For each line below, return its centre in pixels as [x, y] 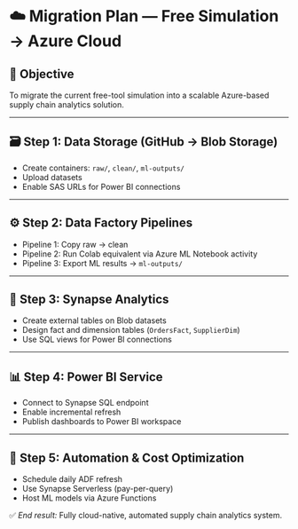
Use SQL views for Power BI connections [97, 340]
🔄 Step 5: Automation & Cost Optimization [127, 458]
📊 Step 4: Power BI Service [86, 377]
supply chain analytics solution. [67, 105]
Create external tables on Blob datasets [94, 320]
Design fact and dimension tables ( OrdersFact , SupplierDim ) [131, 330]
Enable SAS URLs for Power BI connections [101, 186]
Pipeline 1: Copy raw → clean [75, 244]
